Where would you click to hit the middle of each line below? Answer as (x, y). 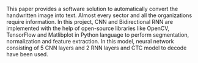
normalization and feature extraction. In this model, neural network (90, 41)
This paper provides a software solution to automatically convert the (92, 9)
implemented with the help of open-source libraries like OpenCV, (88, 28)
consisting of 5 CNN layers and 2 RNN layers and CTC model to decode (97, 48)
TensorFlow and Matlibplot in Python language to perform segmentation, (98, 35)
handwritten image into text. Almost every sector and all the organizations (99, 15)
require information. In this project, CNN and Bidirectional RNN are (90, 22)
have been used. (28, 54)
